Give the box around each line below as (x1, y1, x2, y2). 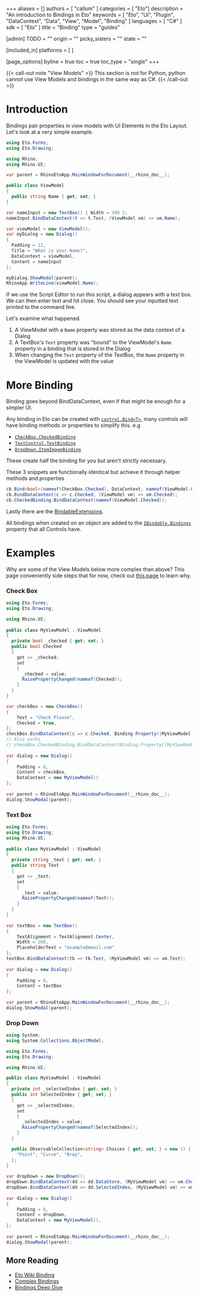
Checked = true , (16, 720, 57, 726)
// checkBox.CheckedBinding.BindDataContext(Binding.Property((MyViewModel (6, 742, 196, 748)
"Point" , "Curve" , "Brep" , (16, 1151, 83, 1157)
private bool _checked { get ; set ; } (11, 638, 104, 644)
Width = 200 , (16, 939, 49, 945)
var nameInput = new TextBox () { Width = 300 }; (6, 209, 128, 216)
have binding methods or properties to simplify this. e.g (6, 422, 141, 429)
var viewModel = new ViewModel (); (6, 226, 91, 232)
